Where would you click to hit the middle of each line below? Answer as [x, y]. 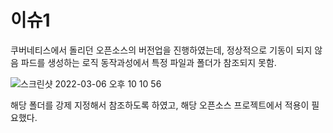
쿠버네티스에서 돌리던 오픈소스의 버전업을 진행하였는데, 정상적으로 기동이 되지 [161, 50]
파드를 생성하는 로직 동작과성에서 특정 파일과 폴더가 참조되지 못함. [148, 62]
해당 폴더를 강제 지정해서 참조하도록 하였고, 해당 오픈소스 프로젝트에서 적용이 [160, 105]
